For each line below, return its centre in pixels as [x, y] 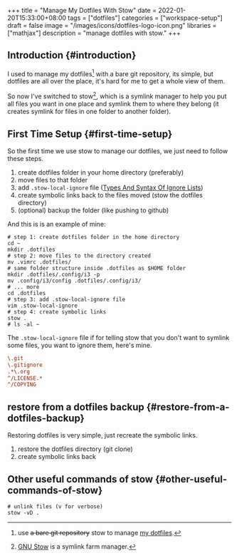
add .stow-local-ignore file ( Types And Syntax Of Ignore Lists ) [111, 187]
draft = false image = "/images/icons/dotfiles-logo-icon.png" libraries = [112, 25]
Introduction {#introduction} [72, 55]
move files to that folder [52, 180]
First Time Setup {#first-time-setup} [90, 134]
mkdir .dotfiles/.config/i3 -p [54, 274]
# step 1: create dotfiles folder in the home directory [94, 237]
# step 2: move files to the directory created [79, 256]
